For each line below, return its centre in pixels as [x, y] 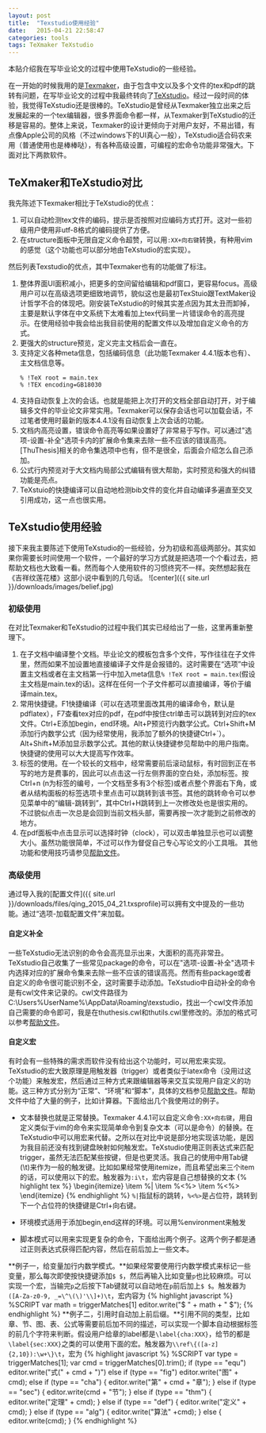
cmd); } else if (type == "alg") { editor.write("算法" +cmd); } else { [115, 1412]
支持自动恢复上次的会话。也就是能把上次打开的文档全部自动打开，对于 [134, 400]
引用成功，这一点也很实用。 [65, 499]
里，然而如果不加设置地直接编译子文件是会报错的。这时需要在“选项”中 [134, 664]
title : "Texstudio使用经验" [54, 23]
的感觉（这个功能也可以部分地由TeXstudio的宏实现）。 [107, 249]
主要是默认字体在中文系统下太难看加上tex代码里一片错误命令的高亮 [129, 313]
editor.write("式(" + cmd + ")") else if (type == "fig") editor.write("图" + [123, 1372]
